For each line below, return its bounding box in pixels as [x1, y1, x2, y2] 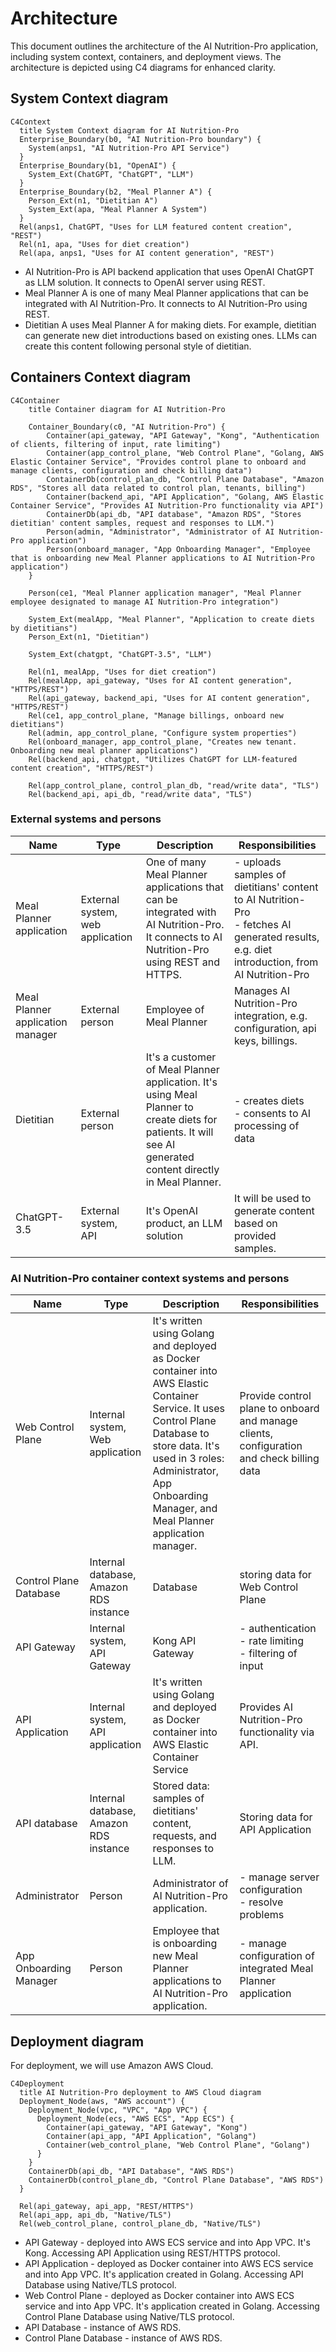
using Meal [145, 1087, 198, 1101]
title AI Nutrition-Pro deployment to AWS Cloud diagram [19, 2087, 262, 2097]
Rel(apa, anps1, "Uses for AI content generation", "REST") [19, 248, 275, 258]
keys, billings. [233, 1033, 298, 1047]
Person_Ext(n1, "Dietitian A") [28, 195, 159, 206]
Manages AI [233, 983, 291, 997]
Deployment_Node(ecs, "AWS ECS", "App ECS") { [36, 2113, 235, 2124]
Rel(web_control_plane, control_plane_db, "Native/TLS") [19, 2218, 262, 2229]
